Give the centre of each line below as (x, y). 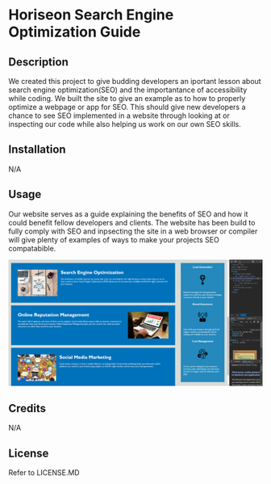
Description (38, 62)
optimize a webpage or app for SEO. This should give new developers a (127, 107)
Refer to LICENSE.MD (44, 473)
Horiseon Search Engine (91, 15)
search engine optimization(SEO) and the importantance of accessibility (128, 90)
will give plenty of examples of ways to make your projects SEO (114, 239)
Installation (37, 150)
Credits (27, 408)
